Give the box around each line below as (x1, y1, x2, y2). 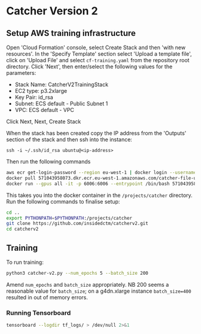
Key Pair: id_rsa (14, 94, 54, 101)
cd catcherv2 (6, 226, 39, 232)
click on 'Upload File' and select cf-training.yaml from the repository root (6, 57, 190, 63)
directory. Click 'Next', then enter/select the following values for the (6, 63, 173, 70)
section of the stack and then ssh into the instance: (6, 136, 133, 143)
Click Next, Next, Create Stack (6, 118, 81, 125)
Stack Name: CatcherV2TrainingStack (14, 81, 109, 88)
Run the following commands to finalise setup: (6, 198, 120, 205)
